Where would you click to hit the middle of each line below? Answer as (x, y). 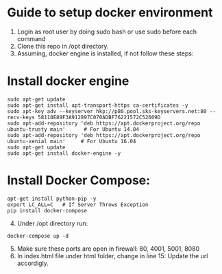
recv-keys (21, 117)
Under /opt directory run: (52, 223)
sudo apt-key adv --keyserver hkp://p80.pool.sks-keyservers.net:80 (107, 111)
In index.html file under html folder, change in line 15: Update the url (112, 256)
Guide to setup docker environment (110, 13)
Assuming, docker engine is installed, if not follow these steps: (105, 53)
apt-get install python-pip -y (52, 199)
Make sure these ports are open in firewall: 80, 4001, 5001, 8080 (108, 249)
